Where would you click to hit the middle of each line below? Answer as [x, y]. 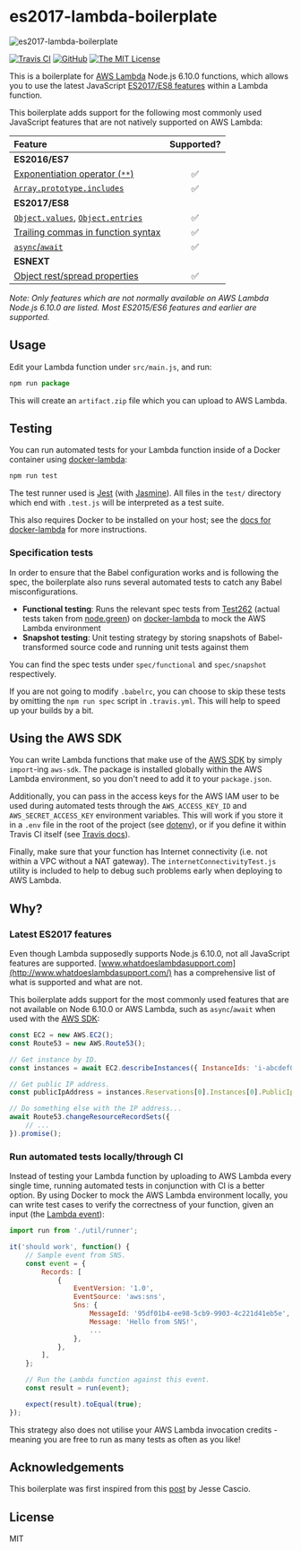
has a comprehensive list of [224, 973]
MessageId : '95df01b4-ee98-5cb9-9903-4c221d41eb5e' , [190, 1314]
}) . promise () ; [36, 1133]
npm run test [34, 476]
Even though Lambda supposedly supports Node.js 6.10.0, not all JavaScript [150, 954]
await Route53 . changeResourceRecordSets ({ [90, 1117]
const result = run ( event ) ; [77, 1388]
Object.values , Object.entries [78, 217]
